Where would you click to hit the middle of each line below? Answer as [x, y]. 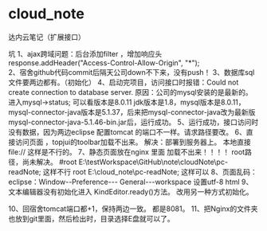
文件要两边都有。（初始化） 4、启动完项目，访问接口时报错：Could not [124, 82]
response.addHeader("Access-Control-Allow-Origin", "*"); [104, 63]
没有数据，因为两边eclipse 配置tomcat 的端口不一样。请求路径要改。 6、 [128, 131]
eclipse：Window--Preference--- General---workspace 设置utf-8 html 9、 [131, 182]
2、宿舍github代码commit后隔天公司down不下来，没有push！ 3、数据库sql [132, 72]
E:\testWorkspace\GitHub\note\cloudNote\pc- [153, 162]
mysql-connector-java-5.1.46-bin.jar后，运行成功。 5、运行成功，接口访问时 [133, 122]
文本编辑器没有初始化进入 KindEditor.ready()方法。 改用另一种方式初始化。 [131, 191]
